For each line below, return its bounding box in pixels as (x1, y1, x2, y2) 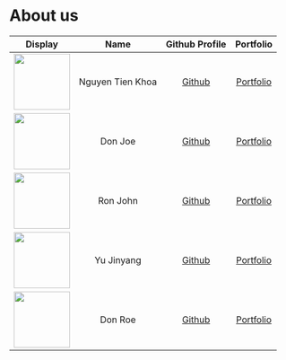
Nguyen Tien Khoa (79, 75, 158, 88)
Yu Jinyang (93, 253, 142, 266)
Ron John (98, 194, 139, 206)
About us (9, 5, 79, 26)
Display (25, 38, 58, 50)
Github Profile (165, 38, 227, 50)
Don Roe (100, 313, 136, 326)
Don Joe (100, 135, 136, 147)
